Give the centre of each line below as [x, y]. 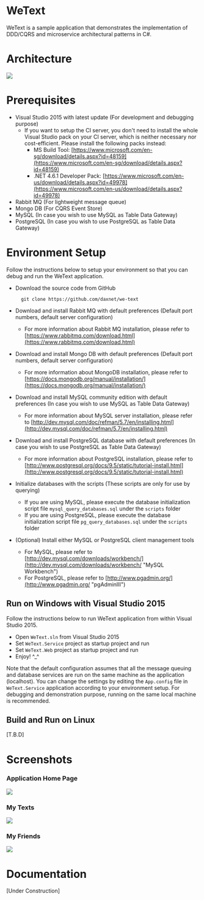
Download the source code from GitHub [65, 288]
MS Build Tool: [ [53, 149]
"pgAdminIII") [108, 584]
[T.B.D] [15, 735]
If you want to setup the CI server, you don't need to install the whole [111, 130]
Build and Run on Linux [51, 720]
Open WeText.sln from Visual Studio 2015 [67, 637]
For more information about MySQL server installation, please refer [108, 415]
